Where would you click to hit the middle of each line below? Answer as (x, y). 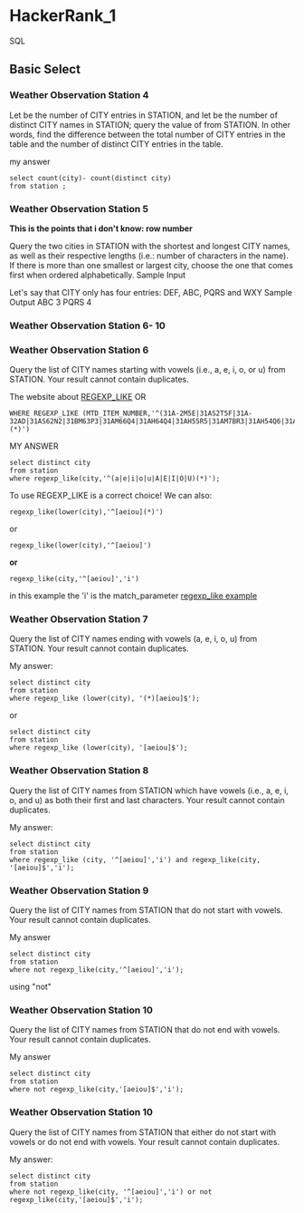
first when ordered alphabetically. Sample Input (98, 275)
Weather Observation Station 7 (79, 619)
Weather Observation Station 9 (79, 890)
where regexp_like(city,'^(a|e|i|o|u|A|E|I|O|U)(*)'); (115, 479)
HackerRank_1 (63, 16)
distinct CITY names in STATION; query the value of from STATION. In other (150, 124)
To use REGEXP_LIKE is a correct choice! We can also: (111, 496)
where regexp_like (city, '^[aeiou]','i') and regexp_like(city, (135, 859)
